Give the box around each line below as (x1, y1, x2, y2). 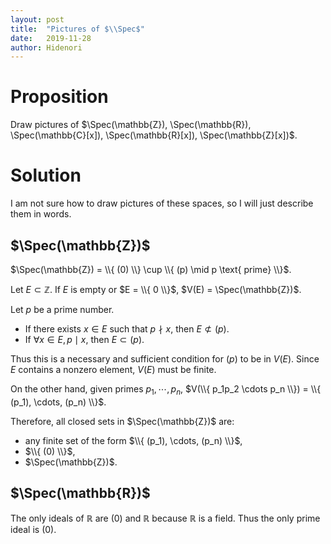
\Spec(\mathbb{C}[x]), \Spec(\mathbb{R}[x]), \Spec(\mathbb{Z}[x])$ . (10, 129, 298, 141)
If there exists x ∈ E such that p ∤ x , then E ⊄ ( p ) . (24, 322, 230, 335)
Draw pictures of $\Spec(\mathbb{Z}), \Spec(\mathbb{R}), (10, 119, 252, 131)
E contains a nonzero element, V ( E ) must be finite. (10, 363, 217, 375)
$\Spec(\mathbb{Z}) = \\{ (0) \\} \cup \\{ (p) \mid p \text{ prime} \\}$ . (10, 263, 292, 275)
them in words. (10, 208, 72, 220)
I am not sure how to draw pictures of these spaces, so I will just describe (10, 197, 314, 210)
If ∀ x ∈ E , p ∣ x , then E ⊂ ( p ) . (24, 333, 145, 345)
